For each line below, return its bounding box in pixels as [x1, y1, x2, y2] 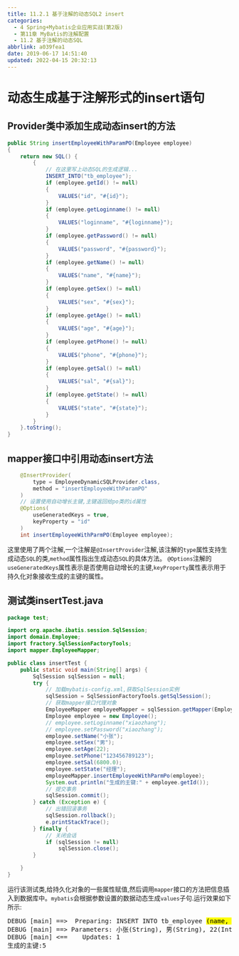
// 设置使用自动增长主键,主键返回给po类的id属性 [20, 498, 147, 506]
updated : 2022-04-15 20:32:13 [7, 57, 97, 64]
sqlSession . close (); [58, 845, 119, 852]
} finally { [33, 825, 69, 832]
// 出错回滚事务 [45, 806, 87, 813]
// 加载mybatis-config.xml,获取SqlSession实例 [45, 686, 180, 693]
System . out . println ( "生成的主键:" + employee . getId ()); [45, 779, 210, 786]
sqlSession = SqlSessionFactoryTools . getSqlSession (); [45, 692, 212, 700]
